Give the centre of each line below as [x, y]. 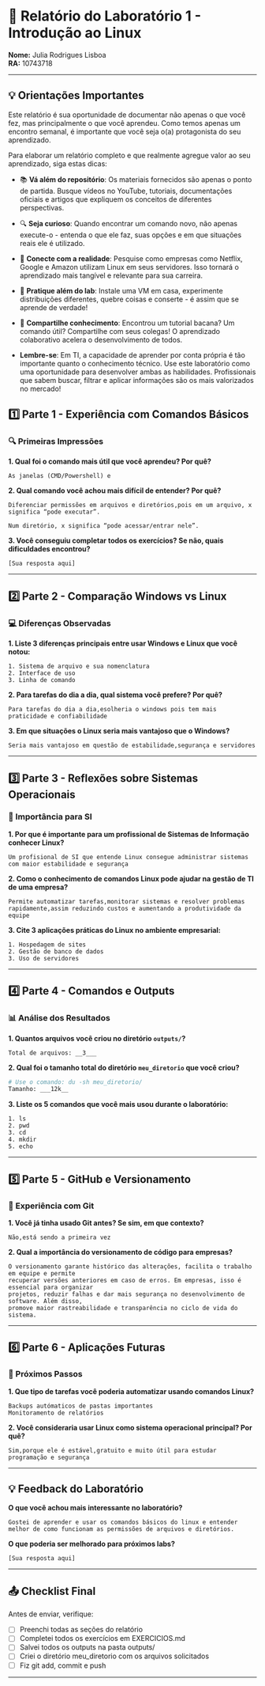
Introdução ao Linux [75, 33]
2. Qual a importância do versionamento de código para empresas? [120, 1252]
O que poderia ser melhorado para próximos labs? [92, 1544]
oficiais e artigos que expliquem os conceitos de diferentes [116, 199]
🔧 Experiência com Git [51, 1206]
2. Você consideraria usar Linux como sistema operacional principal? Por [130, 1427]
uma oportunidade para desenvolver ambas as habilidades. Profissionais [138, 372]
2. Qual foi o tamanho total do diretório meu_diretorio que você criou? [124, 1067]
